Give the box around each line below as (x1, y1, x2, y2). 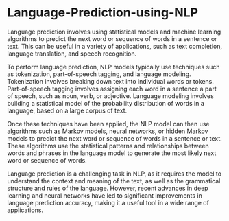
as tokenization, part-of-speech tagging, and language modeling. (7, 70, 191, 78)
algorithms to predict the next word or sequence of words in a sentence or (7, 34, 217, 43)
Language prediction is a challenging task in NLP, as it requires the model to (7, 170, 221, 178)
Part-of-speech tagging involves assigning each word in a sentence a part (7, 84, 217, 93)
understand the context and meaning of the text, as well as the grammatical (7, 176, 221, 185)
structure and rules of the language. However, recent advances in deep (7, 184, 208, 192)
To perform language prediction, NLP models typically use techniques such (7, 62, 221, 71)
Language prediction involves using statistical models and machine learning (7, 27, 221, 36)
